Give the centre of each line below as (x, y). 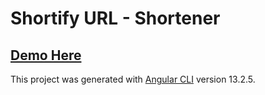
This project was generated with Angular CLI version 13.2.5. (133, 79)
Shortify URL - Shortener (115, 18)
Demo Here (46, 55)
